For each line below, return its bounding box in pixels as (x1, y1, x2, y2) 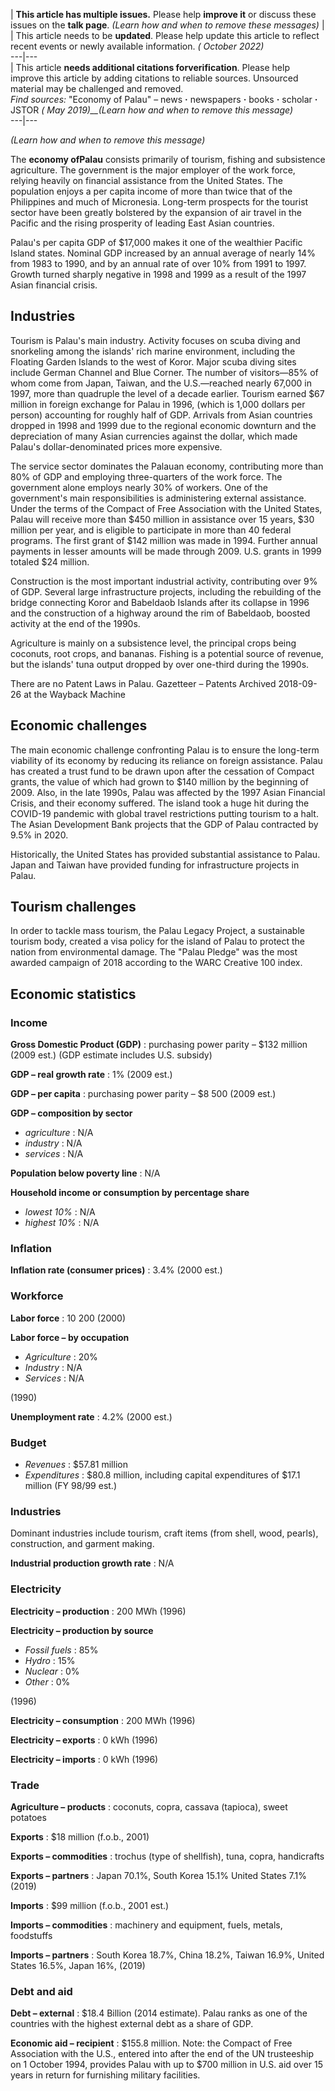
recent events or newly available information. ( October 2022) (10, 40, 265, 52)
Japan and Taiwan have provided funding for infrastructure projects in (10, 859, 300, 871)
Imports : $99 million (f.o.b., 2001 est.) (10, 1899, 170, 1911)
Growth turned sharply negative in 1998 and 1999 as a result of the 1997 (10, 269, 307, 280)
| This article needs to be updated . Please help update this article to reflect (10, 30, 320, 41)
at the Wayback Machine (23, 688, 126, 700)
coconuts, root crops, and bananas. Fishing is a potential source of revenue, (10, 647, 324, 659)
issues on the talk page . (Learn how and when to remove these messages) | (10, 19, 325, 31)
